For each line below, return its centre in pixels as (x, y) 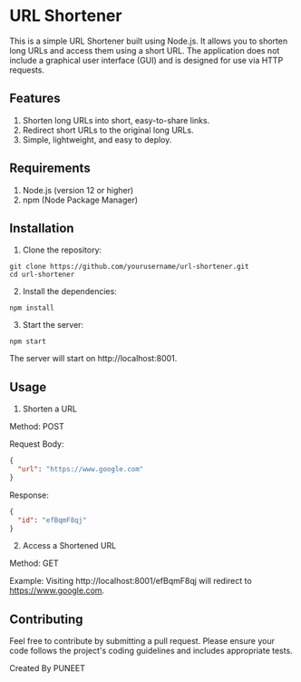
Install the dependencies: (70, 292)
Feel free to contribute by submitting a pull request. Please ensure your (142, 641)
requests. (27, 70)
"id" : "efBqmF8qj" (53, 520)
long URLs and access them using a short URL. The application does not (145, 50)
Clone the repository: (62, 250)
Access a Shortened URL (69, 546)
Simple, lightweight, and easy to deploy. (97, 139)
